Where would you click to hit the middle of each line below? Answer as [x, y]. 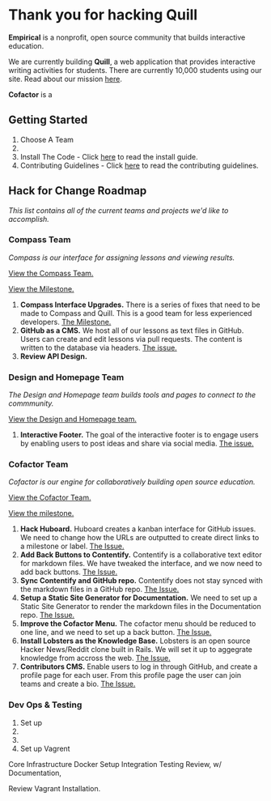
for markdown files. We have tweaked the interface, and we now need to [141, 564]
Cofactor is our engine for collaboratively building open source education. [132, 482]
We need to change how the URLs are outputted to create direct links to [140, 538]
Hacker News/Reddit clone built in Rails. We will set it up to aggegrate [136, 650]
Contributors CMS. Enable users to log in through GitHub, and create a [139, 667]
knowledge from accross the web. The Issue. [95, 658]
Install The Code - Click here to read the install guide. [109, 156]
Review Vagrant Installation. [55, 788]
